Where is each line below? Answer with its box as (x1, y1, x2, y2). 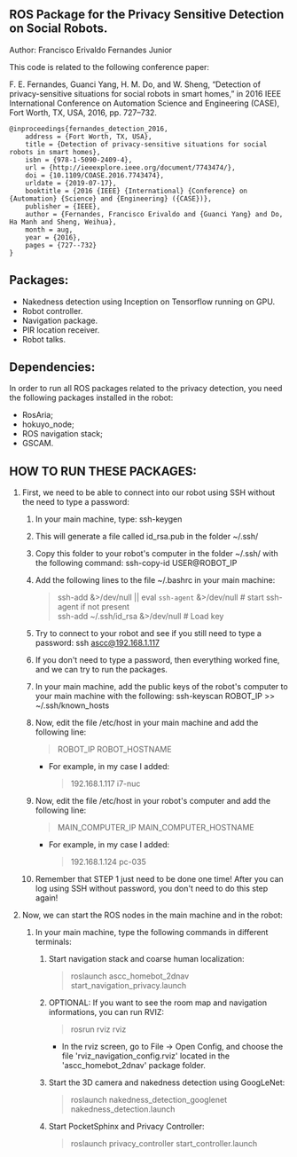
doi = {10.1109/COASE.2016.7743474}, (25, 170, 165, 180)
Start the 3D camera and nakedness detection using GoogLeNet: (48, 1077, 285, 1088)
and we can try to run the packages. (35, 665, 168, 675)
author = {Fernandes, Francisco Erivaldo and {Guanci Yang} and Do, (25, 209, 284, 218)
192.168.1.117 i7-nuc (70, 778, 141, 789)
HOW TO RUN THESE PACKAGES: (9, 463, 198, 478)
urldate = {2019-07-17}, (25, 178, 117, 187)
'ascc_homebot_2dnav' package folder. (61, 1060, 207, 1071)
